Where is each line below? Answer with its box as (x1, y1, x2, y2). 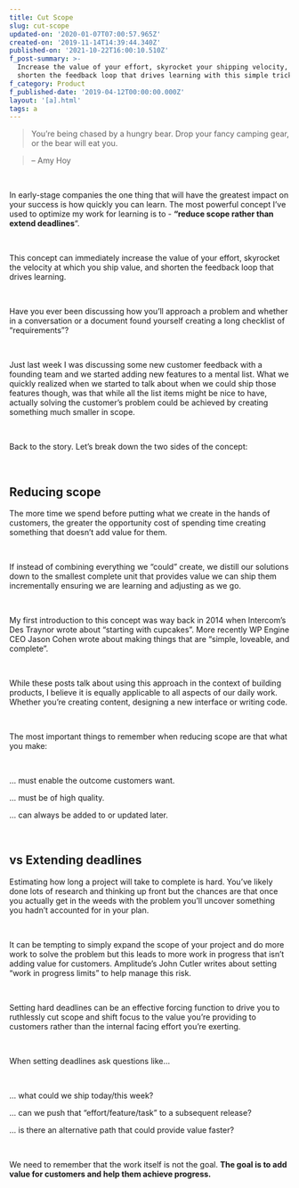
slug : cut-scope (9, 21, 69, 30)
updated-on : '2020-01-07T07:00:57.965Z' (9, 29, 162, 38)
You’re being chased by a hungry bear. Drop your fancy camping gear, (30, 128, 289, 139)
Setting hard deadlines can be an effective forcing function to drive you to (9, 1002, 280, 1013)
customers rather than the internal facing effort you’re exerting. (9, 1021, 241, 1031)
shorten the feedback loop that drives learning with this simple (17, 71, 269, 80)
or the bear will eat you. (30, 138, 118, 149)
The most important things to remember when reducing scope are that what (9, 731, 287, 742)
